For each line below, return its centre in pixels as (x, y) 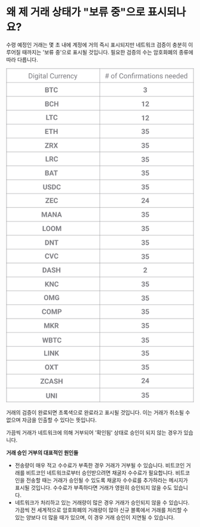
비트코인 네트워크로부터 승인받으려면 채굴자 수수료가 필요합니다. (100, 473)
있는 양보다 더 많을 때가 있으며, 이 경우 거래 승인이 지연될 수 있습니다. (95, 517)
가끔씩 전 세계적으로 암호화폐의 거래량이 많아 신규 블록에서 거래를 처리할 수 (101, 510)
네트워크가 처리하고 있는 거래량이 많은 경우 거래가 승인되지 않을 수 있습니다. (102, 503)
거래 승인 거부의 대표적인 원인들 (42, 453)
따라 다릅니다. (22, 60)
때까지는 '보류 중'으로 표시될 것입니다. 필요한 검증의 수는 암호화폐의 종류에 (107, 52)
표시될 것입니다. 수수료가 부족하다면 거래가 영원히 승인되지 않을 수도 (93, 488)
